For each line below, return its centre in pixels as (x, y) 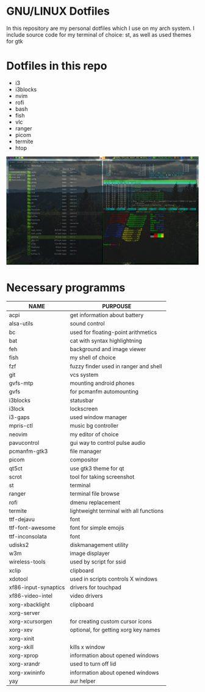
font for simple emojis (97, 528)
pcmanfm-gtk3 (28, 452)
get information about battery (107, 315)
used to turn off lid (93, 664)
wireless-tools (27, 562)
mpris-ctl (21, 426)
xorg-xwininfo (27, 672)
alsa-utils (21, 324)
